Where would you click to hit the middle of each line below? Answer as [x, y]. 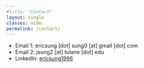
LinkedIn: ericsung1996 [44, 58]
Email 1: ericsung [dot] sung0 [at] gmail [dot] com [77, 46]
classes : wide [24, 23]
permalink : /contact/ [33, 29]
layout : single [25, 17]
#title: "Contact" [29, 12]
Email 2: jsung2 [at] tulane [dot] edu [59, 52]
